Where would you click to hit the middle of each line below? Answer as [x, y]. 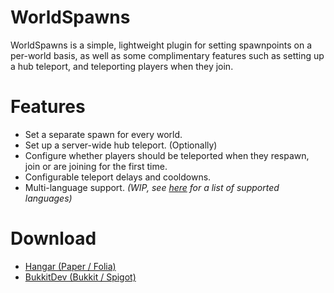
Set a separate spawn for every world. [103, 134]
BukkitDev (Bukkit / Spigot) [80, 277]
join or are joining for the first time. [96, 166]
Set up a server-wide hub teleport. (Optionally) [121, 145]
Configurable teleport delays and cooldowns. [118, 177]
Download [53, 238]
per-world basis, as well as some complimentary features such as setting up [167, 55]
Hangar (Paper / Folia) [70, 266]
